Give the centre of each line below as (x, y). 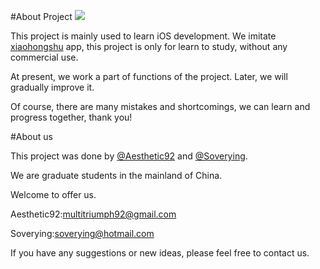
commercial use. (44, 57)
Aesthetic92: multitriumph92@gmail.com (93, 214)
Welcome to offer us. (53, 194)
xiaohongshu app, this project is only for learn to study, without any (149, 46)
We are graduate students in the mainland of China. (116, 175)
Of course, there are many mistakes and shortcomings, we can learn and (160, 106)
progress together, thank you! (71, 117)
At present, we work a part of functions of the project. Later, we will (149, 76)
